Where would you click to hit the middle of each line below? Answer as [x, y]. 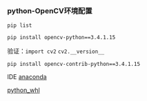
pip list [20, 25]
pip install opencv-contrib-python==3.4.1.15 [73, 64]
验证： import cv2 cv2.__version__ [56, 51]
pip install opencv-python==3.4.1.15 [61, 38]
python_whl [23, 90]
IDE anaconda [27, 77]
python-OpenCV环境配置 [50, 10]
